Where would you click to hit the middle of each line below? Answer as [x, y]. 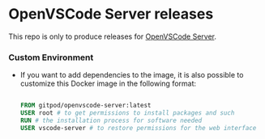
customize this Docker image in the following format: [108, 84]
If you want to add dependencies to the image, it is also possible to [132, 75]
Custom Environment [51, 57]
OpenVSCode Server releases [111, 14]
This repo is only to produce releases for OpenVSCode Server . [113, 36]
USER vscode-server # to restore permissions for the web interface [138, 128]
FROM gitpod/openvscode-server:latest [85, 106]
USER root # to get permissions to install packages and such [127, 113]
